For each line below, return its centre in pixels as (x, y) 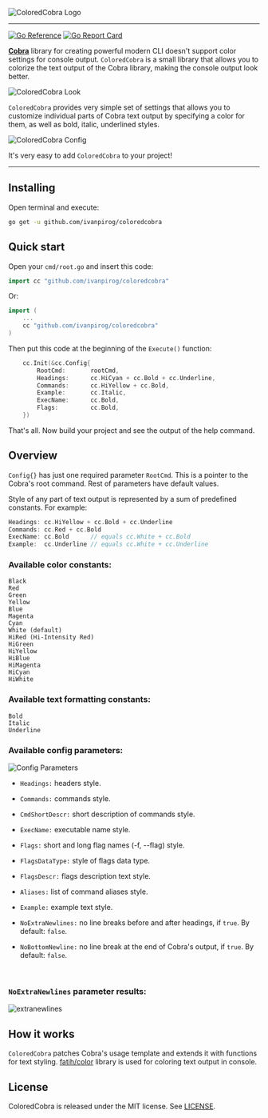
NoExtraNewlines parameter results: (77, 991)
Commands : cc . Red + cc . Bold (55, 529)
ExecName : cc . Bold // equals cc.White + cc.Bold (100, 537)
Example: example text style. (66, 908)
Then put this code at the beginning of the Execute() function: (110, 348)
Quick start (37, 247)
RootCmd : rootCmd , (78, 371)
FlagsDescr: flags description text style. (85, 876)
